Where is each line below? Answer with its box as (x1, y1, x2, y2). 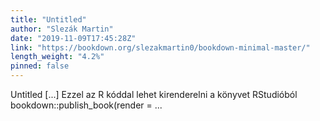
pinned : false (10, 61, 70, 71)
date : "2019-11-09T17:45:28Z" (10, 33, 137, 43)
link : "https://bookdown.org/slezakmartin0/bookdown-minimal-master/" (10, 42, 311, 53)
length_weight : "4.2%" (10, 52, 105, 62)
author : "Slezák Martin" (10, 24, 114, 34)
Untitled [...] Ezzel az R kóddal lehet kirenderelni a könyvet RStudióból (10, 89, 298, 100)
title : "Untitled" (10, 14, 87, 25)
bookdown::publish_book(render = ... (10, 99, 163, 111)
